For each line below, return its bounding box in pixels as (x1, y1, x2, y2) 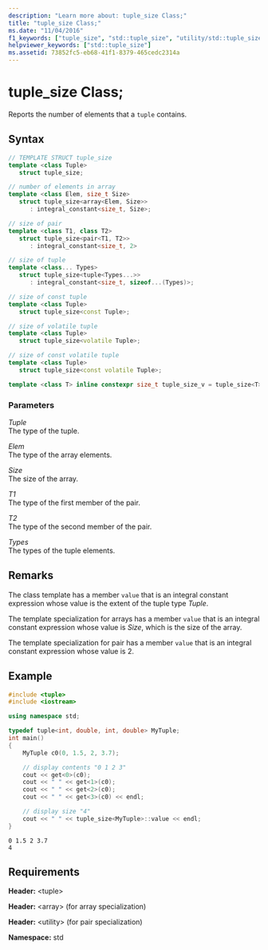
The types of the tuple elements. (8, 546, 116, 555)
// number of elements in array (8, 183, 116, 191)
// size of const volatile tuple (8, 352, 120, 360)
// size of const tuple (8, 293, 88, 301)
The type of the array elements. (8, 450, 112, 459)
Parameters (8, 400, 54, 411)
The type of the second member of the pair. (8, 522, 152, 531)
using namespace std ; (8, 712, 81, 720)
